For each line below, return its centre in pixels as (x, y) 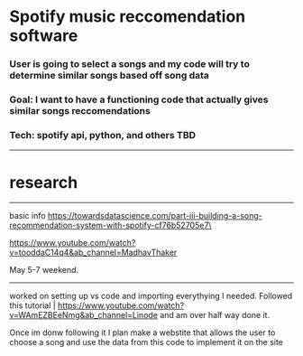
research (44, 182)
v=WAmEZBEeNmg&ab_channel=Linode (84, 315)
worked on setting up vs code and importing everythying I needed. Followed (151, 296)
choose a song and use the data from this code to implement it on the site (147, 342)
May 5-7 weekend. (44, 270)
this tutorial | (32, 305)
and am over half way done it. (215, 315)
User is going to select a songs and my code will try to (129, 64)
